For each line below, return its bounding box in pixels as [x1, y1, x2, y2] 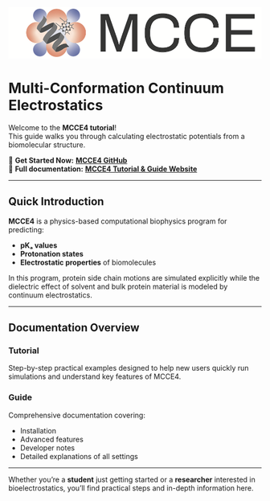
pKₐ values [19, 240, 58, 250]
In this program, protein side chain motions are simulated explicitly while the [8, 273, 260, 282]
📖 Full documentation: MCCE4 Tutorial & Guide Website [8, 164, 198, 174]
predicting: [8, 224, 44, 234]
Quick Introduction [8, 195, 104, 208]
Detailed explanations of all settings [19, 451, 138, 461]
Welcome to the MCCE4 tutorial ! [8, 122, 117, 132]
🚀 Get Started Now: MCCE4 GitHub [8, 155, 128, 165]
